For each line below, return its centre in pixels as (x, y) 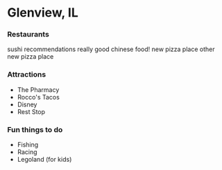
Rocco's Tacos (39, 97)
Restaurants (28, 35)
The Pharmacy (38, 89)
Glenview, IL (43, 13)
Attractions (27, 75)
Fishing (28, 145)
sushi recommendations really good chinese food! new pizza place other (111, 49)
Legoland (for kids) (44, 160)
